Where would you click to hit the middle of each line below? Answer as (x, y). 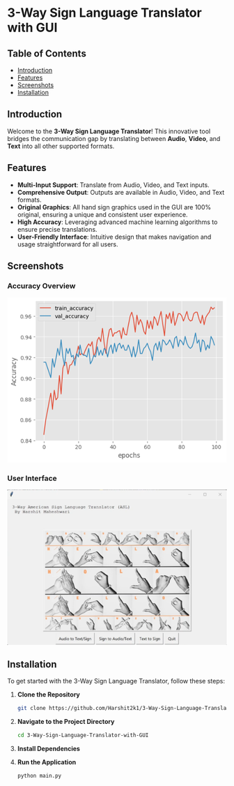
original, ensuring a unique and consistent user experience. (102, 214)
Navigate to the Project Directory (66, 722)
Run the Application (47, 762)
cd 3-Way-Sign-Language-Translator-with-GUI (83, 735)
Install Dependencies (48, 749)
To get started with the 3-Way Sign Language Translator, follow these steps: (116, 681)
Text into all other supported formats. (61, 146)
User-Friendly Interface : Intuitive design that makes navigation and (114, 237)
